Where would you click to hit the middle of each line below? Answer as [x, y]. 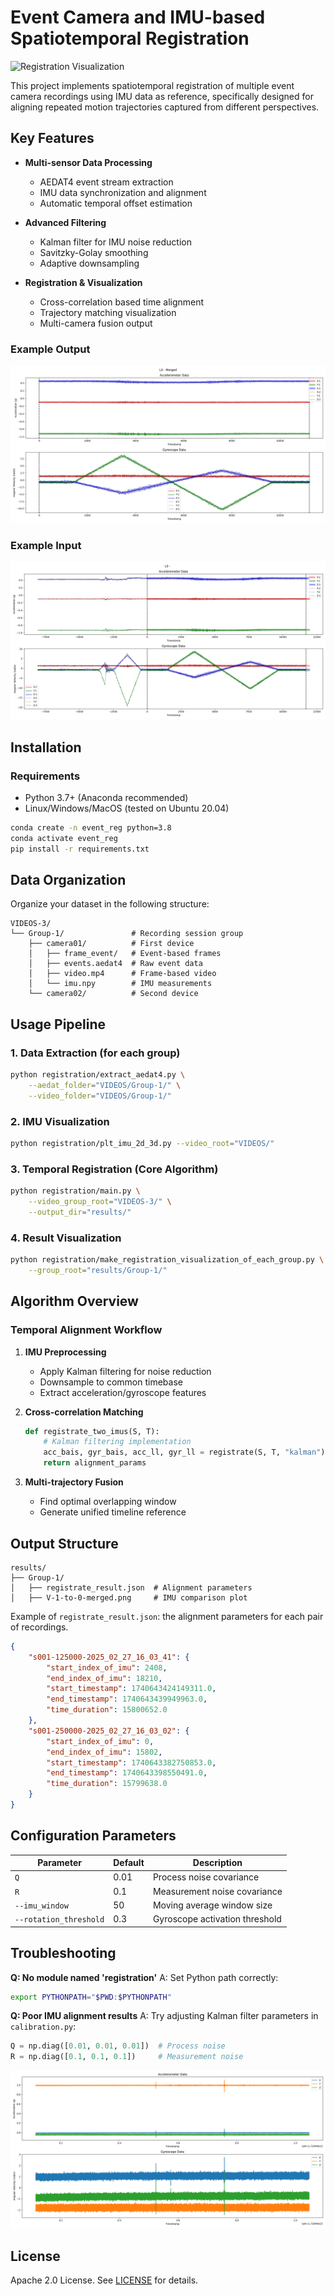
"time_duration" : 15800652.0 [107, 1710]
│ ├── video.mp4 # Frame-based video [122, 974]
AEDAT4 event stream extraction [106, 182]
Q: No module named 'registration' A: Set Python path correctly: [144, 1977]
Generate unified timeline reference [113, 1512]
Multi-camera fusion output [96, 323]
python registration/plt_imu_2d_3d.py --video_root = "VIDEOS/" [142, 1144]
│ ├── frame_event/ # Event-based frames [125, 954]
